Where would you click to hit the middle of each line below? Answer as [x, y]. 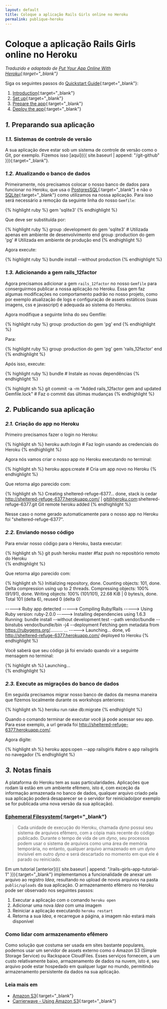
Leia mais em [21, 985]
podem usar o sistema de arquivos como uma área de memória [82, 843]
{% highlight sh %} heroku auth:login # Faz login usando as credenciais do [82, 444]
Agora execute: [21, 250]
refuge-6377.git [21, 504]
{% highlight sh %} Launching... [38, 665]
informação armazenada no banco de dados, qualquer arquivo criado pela [82, 793]
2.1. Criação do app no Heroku [42, 423]
